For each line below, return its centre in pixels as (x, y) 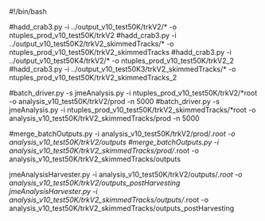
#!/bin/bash (28, 12)
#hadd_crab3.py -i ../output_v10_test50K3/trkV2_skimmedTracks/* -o (123, 69)
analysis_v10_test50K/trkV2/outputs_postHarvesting (95, 183)
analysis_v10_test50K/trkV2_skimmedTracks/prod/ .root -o (104, 151)
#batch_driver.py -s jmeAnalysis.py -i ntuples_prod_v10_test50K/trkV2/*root (133, 93)
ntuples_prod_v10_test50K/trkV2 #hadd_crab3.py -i (93, 35)
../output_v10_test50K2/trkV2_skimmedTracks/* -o (92, 44)
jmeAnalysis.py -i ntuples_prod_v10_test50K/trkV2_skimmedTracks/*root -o (132, 110)
